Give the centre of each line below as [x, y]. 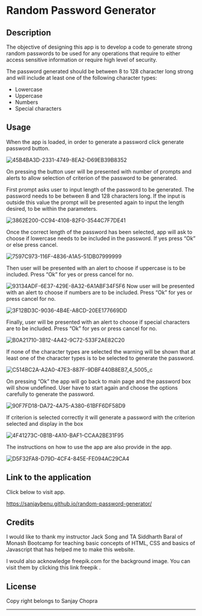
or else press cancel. [32, 244]
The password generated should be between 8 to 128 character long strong [100, 71]
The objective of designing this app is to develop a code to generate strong [99, 47]
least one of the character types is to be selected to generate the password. [100, 358]
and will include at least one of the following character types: [82, 78]
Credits [20, 523]
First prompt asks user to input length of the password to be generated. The [100, 189]
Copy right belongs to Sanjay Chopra [52, 601]
